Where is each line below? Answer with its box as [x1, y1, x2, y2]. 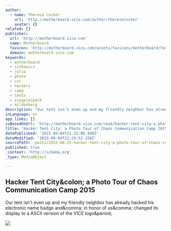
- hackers [10, 83, 31, 88]
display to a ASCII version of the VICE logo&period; [5, 210, 112, 216]
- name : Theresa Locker [10, 12, 60, 17]
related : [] [5, 27, 31, 32]
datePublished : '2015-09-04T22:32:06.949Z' [5, 131, 99, 136]
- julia [10, 69, 26, 74]
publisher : [5, 31, 28, 36]
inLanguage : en [5, 112, 38, 117]
